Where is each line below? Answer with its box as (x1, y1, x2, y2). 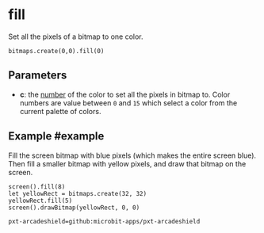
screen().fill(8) (8, 182, 66, 191)
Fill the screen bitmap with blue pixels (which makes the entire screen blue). (8, 151, 256, 160)
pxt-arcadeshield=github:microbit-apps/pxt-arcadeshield (8, 217, 201, 225)
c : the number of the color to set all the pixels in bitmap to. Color (19, 90, 231, 99)
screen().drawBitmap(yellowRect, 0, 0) (8, 204, 140, 212)
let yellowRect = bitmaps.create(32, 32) (8, 189, 147, 197)
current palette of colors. (19, 106, 101, 116)
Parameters (8, 69, 67, 82)
